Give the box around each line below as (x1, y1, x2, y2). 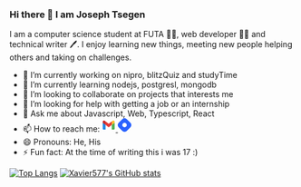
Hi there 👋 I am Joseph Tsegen (9, 8, 146, 21)
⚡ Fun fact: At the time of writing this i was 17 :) (22, 147, 199, 158)
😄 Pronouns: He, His (22, 136, 102, 148)
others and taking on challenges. (9, 52, 132, 63)
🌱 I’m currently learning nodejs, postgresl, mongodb (22, 79, 218, 90)
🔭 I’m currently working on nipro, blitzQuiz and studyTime (22, 70, 238, 81)
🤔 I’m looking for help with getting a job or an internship (22, 99, 230, 110)
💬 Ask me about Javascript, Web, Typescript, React (22, 108, 215, 119)
